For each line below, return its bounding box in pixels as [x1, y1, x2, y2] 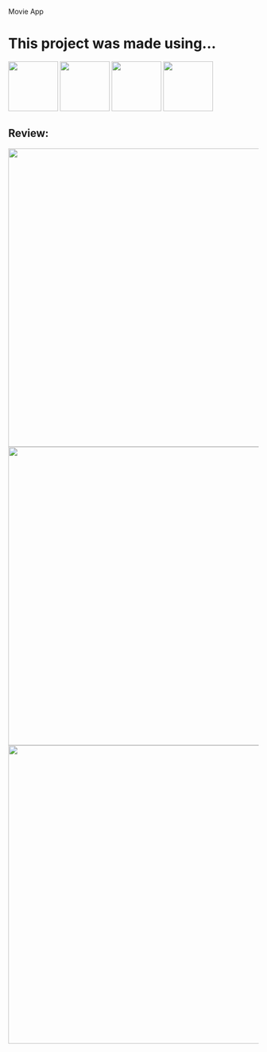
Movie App [8, 7, 44, 16]
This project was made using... [8, 35, 217, 53]
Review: [8, 127, 49, 140]
